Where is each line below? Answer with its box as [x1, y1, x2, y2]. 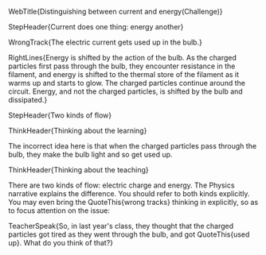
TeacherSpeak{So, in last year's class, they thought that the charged [8, 222, 233, 230]
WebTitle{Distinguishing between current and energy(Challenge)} [8, 7, 223, 16]
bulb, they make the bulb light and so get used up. [8, 150, 173, 159]
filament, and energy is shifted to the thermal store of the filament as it [8, 70, 240, 79]
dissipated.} [8, 95, 48, 104]
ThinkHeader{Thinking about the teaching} [8, 165, 149, 174]
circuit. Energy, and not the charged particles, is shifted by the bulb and [8, 87, 243, 96]
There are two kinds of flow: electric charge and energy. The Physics [8, 180, 235, 190]
